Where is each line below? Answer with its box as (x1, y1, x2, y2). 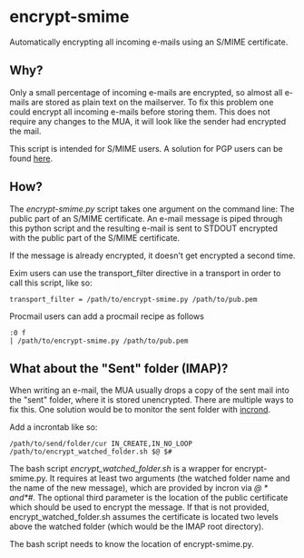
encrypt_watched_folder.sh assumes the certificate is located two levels (9, 512, 279, 523)
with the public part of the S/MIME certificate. (9, 232, 181, 243)
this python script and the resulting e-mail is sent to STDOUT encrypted (9, 223, 279, 234)
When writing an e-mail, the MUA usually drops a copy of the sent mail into (9, 384, 290, 396)
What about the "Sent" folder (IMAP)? (9, 361, 229, 376)
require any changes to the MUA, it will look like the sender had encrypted (9, 115, 287, 126)
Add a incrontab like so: (9, 422, 98, 433)
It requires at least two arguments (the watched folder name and (49, 473, 290, 483)
